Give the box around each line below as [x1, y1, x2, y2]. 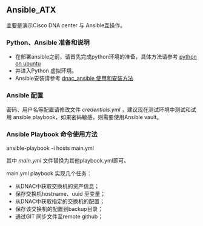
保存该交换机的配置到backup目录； [15, 205, 103, 212]
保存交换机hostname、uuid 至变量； [15, 190, 106, 197]
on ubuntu [15, 60, 41, 67]
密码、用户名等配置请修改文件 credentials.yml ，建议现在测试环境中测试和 [6, 106, 191, 114]
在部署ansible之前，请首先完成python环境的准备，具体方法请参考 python [15, 53, 197, 60]
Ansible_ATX [6, 5, 56, 15]
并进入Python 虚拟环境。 [15, 67, 78, 74]
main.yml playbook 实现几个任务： [6, 169, 92, 177]
